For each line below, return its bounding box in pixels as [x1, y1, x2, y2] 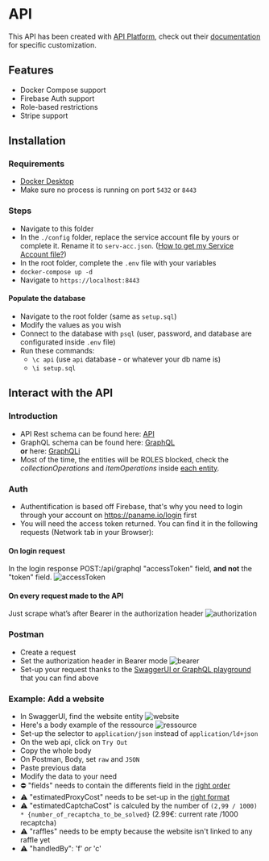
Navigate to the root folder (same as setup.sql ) [19, 311, 177, 321]
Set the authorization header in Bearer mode [19, 655, 168, 666]
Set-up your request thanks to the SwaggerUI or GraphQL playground [19, 664, 251, 674]
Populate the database [8, 294, 86, 303]
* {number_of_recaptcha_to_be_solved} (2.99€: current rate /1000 [19, 809, 239, 819]
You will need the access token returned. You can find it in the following [19, 518, 259, 529]
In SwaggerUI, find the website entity [19, 711, 143, 721]
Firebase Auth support [19, 94, 95, 103]
